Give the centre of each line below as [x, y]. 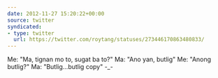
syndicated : [24, 26]
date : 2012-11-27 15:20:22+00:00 [56, 14]
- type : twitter [31, 33]
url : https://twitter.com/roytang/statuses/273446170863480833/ [109, 40]
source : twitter [31, 20]
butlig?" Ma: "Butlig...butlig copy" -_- [60, 67]
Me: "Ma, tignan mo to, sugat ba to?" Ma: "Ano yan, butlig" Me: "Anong [109, 59]
